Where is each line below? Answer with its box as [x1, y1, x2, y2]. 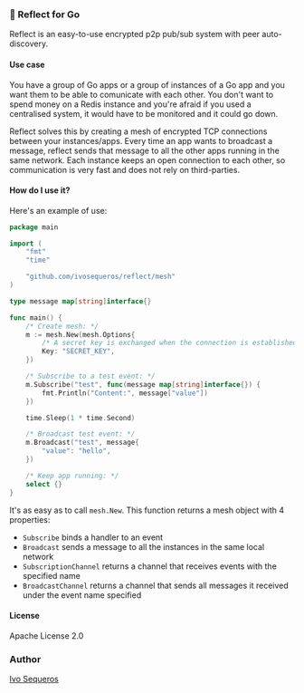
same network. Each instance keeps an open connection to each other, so [9, 154, 286, 166]
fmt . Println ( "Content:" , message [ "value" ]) [42, 389, 208, 398]
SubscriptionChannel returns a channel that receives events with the [22, 561, 278, 572]
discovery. [9, 38, 49, 49]
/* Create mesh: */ [25, 322, 100, 331]
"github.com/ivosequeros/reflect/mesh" [25, 272, 176, 282]
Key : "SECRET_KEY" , [42, 347, 116, 356]
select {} [25, 479, 63, 488]
